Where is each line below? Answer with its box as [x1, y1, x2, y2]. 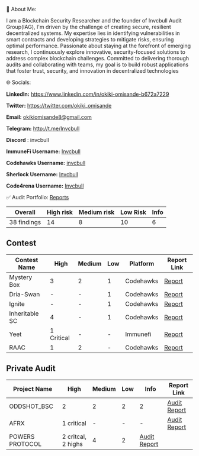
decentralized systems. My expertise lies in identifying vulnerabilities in [6, 30, 180, 37]
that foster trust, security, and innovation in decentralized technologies [6, 67, 179, 74]
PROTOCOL [9, 439, 42, 448]
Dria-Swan [9, 290, 40, 298]
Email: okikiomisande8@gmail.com [6, 114, 92, 121]
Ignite [9, 299, 25, 308]
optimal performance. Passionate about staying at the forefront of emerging [6, 42, 191, 49]
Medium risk [78, 208, 115, 216]
